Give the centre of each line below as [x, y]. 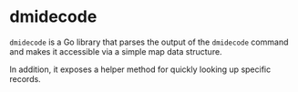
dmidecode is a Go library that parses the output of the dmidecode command [149, 42]
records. [25, 78]
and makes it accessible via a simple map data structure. [116, 51]
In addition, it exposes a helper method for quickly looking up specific [140, 69]
